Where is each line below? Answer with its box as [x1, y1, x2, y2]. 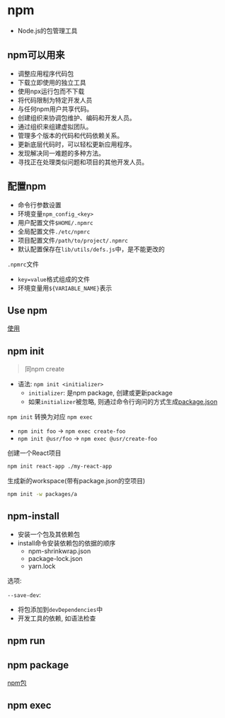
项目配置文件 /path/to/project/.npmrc [17, 236, 129, 244]
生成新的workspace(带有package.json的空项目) [7, 477, 146, 485]
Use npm [7, 304, 48, 316]
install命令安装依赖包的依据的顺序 [17, 538, 116, 547]
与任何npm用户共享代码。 [17, 105, 93, 113]
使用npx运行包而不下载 [17, 87, 85, 95]
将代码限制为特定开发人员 [17, 95, 93, 104]
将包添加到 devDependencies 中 [17, 605, 103, 613]
